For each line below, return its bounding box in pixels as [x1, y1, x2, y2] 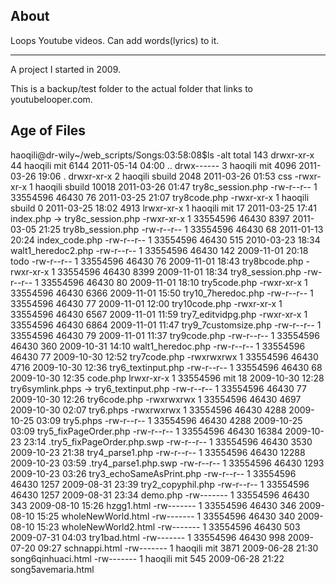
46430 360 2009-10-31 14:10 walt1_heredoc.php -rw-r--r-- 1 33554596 [10, 340, 306, 352]
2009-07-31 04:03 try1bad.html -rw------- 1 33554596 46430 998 [10, 531, 286, 543]
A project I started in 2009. [10, 63, 122, 75]
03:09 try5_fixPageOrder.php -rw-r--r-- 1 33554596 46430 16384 [10, 425, 283, 437]
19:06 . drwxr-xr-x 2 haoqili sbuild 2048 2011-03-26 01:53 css [38, 170, 293, 182]
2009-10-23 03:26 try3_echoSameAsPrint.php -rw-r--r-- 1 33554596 [10, 467, 297, 479]
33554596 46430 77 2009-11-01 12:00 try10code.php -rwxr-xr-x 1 [10, 297, 283, 309]
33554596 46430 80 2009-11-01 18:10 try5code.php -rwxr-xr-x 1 [40, 276, 308, 288]
